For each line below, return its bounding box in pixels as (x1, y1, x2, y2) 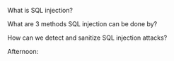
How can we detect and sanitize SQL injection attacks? (7, 33, 168, 42)
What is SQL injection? (7, 6, 73, 14)
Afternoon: (7, 48, 39, 55)
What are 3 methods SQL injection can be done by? (7, 20, 158, 28)
